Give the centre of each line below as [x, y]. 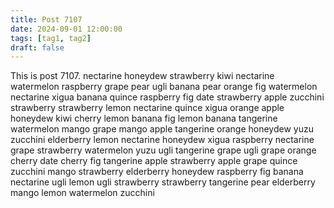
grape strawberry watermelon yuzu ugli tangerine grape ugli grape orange [163, 150]
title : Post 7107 [46, 19]
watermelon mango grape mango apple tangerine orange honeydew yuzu [162, 129]
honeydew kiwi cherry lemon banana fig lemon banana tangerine [144, 118]
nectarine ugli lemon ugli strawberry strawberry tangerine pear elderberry [163, 182]
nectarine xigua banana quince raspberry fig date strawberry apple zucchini [167, 97]
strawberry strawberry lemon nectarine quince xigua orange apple [147, 108]
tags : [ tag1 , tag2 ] [51, 38]
